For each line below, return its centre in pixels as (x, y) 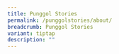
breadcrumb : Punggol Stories (50, 27)
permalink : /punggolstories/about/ (60, 20)
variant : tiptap (31, 33)
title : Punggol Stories (42, 14)
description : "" (31, 40)
